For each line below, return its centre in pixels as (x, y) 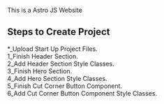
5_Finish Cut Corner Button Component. (65, 86)
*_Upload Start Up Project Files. (52, 49)
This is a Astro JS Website (45, 10)
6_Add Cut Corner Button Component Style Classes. (82, 93)
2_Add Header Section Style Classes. (61, 64)
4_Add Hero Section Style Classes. (57, 78)
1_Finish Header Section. (43, 56)
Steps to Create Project (59, 32)
